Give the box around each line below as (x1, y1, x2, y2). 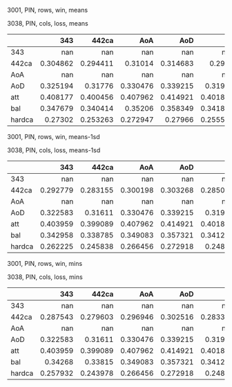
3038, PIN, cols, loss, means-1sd (7, 146, 101, 154)
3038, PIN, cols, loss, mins (7, 273, 83, 281)
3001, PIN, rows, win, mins (7, 260, 83, 267)
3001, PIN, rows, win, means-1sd (7, 133, 100, 141)
